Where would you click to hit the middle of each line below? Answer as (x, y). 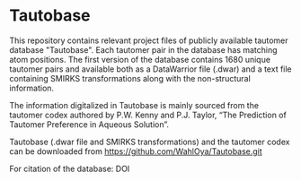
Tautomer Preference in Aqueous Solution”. (89, 124)
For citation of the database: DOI (70, 168)
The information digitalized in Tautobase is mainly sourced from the (134, 105)
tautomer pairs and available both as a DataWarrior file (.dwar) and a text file (150, 69)
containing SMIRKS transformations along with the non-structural (130, 78)
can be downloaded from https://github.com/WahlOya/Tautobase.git (136, 151)
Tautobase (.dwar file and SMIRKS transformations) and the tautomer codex (150, 142)
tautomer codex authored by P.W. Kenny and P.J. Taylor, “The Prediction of (148, 115)
